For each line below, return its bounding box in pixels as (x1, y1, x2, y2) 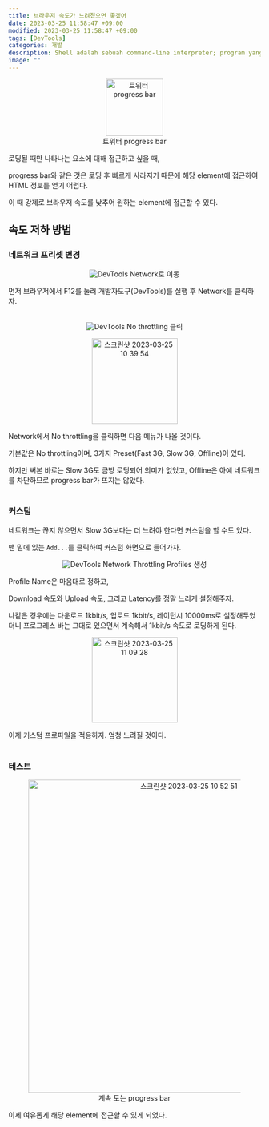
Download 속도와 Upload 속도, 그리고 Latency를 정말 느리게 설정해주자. (8, 594, 235, 603)
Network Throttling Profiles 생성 (102, 559, 207, 569)
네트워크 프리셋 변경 (8, 249, 81, 260)
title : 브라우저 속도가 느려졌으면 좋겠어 (8, 11, 126, 20)
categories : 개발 (8, 42, 62, 50)
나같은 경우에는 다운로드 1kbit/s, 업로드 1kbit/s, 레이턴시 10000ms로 (8, 610, 222, 620)
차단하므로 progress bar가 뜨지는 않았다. (16, 475, 145, 485)
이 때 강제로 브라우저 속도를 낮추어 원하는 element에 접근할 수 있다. (8, 197, 219, 207)
